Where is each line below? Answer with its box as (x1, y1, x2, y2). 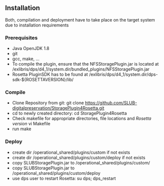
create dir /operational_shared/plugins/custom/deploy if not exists (12, 154, 145, 161)
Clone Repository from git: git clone (12, 100, 84, 106)
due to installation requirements (5, 22, 69, 28)
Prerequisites (5, 34, 38, 41)
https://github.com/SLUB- (85, 100, 137, 106)
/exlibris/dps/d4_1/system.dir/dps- (89, 71, 158, 77)
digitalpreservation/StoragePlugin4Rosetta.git (12, 105, 104, 111)
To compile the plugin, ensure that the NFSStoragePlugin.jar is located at (12, 61, 159, 67)
